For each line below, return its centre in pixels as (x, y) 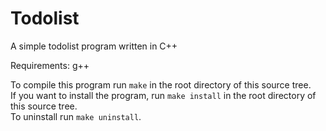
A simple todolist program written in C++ (94, 46)
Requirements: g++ (50, 65)
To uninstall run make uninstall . (76, 116)
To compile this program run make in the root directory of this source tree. (161, 84)
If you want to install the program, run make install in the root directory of (163, 95)
